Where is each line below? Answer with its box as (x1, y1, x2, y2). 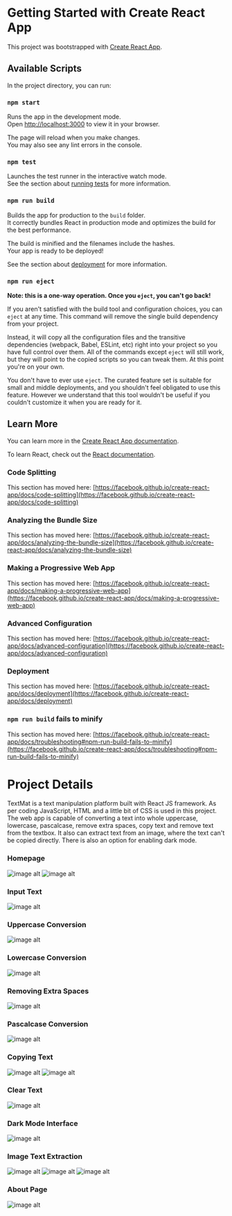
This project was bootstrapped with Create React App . (7, 42, 163, 51)
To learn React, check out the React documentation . (7, 450, 156, 458)
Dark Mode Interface (7, 1118, 78, 1128)
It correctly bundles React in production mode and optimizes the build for (7, 218, 216, 226)
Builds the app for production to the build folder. (7, 210, 146, 219)
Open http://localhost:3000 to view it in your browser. (7, 120, 161, 128)
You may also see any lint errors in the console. (7, 141, 142, 149)
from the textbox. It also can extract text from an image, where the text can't (7, 828, 225, 838)
